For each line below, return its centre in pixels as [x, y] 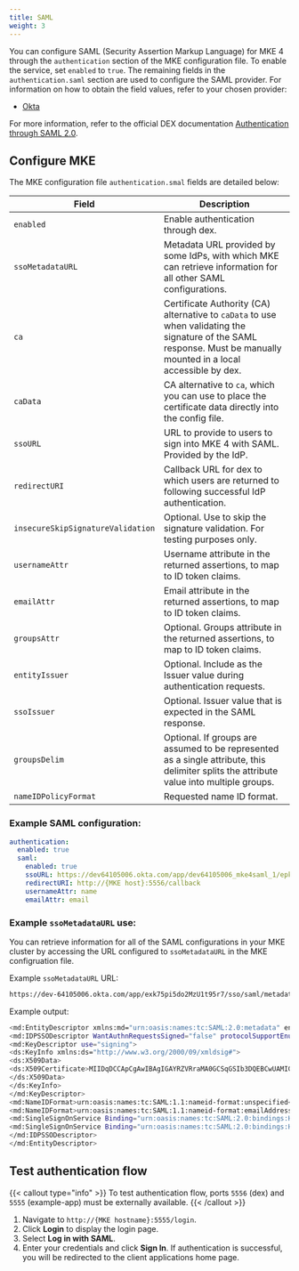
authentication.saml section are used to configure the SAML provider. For [145, 79]
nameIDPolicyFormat [55, 797]
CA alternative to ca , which [219, 385]
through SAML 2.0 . [44, 133]
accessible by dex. [202, 370]
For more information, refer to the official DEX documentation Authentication [149, 123]
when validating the [205, 326]
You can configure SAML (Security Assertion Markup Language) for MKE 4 [146, 51]
